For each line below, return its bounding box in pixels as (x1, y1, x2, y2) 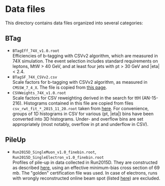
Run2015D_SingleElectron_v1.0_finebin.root (12, 155, 104, 160)
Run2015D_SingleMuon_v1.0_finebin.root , (12, 149, 96, 155)
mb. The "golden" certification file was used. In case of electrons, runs (12, 170, 158, 176)
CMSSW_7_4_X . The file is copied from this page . (12, 84, 107, 90)
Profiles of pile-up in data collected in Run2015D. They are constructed (12, 159, 158, 165)
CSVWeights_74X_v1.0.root (12, 90, 66, 95)
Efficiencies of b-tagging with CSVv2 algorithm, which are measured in (12, 53, 158, 59)
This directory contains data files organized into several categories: (5, 20, 143, 26)
